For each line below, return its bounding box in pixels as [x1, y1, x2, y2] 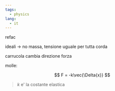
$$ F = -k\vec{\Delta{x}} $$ [54, 72, 111, 78]
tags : [5, 7, 16, 12]
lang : [5, 16, 16, 21]
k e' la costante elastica [17, 82, 65, 88]
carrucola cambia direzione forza [5, 53, 72, 59]
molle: [5, 63, 18, 68]
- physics [9, 12, 29, 17]
